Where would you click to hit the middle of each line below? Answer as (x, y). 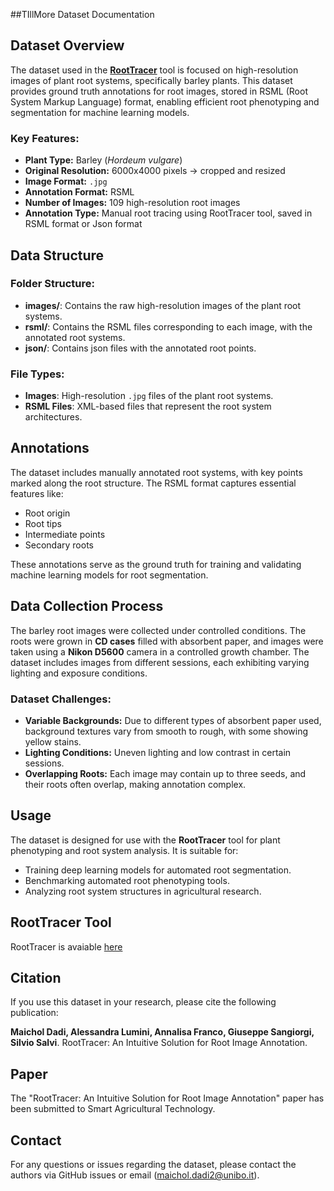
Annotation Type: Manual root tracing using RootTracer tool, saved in (168, 213)
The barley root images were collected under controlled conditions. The (158, 630)
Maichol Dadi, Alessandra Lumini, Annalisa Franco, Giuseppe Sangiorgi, (162, 1032)
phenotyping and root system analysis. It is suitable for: (124, 850)
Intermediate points (65, 534)
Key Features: (45, 138)
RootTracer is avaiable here (66, 946)
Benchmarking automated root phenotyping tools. (127, 880)
